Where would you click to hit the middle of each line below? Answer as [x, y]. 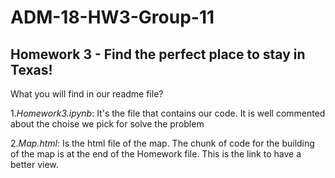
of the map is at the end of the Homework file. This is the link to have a [156, 154]
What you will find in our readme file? [87, 94]
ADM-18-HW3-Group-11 [112, 17]
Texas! [31, 69]
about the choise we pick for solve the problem [107, 124]
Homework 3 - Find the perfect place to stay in [158, 54]
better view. [34, 164]
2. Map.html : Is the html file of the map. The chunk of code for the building [162, 143]
